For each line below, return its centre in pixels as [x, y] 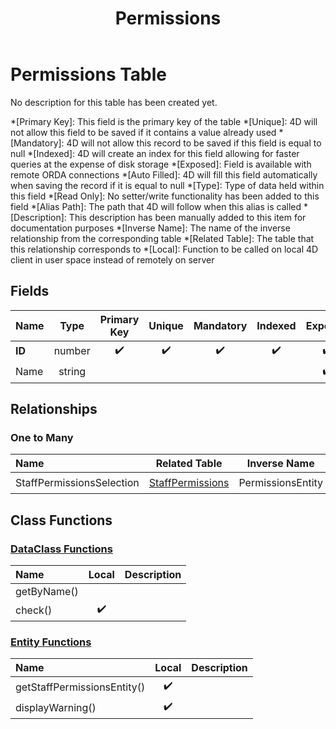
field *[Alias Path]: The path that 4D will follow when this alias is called [156, 206]
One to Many [42, 438]
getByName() [47, 592]
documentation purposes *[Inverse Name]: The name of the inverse [150, 228]
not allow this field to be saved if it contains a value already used [143, 132]
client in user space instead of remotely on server [112, 259]
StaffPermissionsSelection [77, 482]
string [72, 372]
